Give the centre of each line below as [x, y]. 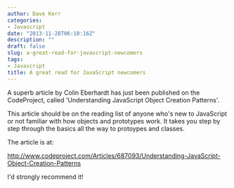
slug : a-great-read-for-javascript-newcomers [75, 53]
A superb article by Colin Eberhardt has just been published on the [104, 93]
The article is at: [31, 142]
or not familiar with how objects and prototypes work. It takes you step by [114, 121]
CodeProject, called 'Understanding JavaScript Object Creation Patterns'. [113, 100]
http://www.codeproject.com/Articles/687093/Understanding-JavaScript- [114, 156]
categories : [25, 20]
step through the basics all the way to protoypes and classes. [96, 128]
